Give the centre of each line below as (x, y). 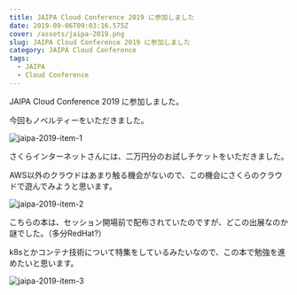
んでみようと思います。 (74, 186)
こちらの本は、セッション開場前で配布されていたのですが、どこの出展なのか (148, 221)
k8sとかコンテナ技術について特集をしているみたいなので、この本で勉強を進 (148, 252)
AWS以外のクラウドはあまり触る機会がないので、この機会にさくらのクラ (142, 175)
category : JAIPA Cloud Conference (73, 50)
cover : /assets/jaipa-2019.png (67, 34)
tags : (19, 58)
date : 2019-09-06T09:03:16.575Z (69, 26)
